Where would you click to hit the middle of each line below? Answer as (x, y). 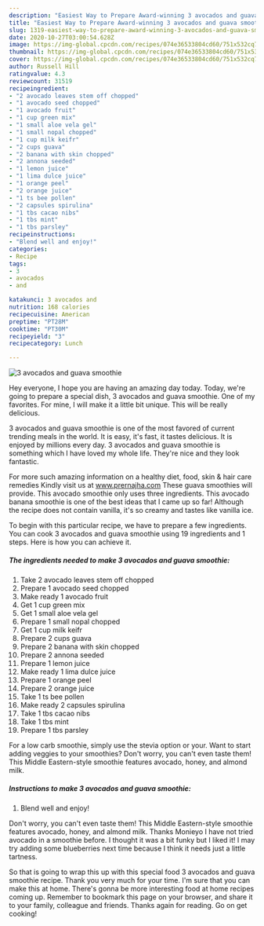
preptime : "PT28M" (39, 322)
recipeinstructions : (43, 235)
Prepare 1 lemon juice (55, 664)
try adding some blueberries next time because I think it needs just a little (127, 848)
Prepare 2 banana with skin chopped (80, 647)
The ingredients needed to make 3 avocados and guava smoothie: (119, 560)
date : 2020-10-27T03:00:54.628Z (61, 37)
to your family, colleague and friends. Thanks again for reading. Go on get (128, 906)
